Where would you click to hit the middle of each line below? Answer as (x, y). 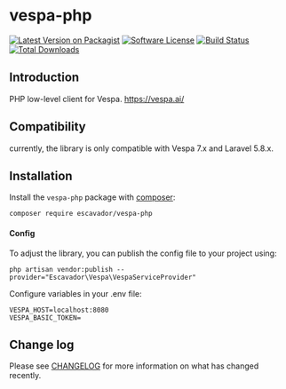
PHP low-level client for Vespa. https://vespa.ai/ (97, 99)
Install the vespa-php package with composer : (92, 197)
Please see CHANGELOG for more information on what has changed (134, 366)
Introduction (44, 78)
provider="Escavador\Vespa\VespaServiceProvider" (103, 277)
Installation (41, 175)
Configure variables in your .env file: (75, 293)
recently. (25, 376)
